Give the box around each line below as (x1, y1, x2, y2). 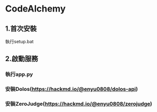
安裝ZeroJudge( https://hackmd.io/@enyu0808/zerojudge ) (5, 100, 152, 107)
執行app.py (5, 71, 34, 78)
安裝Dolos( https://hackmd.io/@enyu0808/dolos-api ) (5, 86, 138, 93)
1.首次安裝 (5, 24, 37, 33)
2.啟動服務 (5, 55, 39, 63)
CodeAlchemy (5, 3, 66, 15)
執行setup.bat (5, 39, 34, 44)
